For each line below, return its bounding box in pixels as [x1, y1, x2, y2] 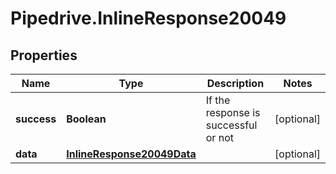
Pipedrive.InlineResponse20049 [10, 7, 287, 30]
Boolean [66, 112, 107, 126]
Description [206, 77, 265, 90]
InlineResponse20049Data [66, 147, 197, 161]
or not [205, 131, 234, 144]
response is [205, 106, 261, 119]
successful [205, 118, 258, 132]
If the [205, 93, 231, 107]
